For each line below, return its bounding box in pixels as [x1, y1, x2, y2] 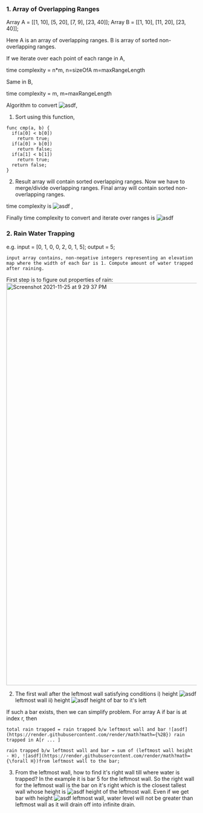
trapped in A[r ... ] [6, 737, 61, 743]
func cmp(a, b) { [6, 125, 50, 131]
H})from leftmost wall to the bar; [30, 758, 120, 764]
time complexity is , [6, 202, 74, 210]
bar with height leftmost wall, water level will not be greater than [14, 794, 193, 802]
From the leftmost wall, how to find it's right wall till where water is [14, 768, 180, 776]
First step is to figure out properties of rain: [6, 276, 114, 283]
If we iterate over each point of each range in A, [6, 55, 125, 62]
